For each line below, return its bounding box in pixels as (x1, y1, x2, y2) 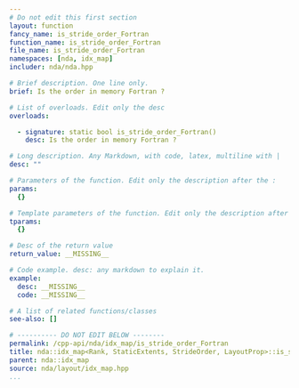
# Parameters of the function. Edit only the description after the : (9, 176, 277, 185)
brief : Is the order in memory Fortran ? (9, 86, 166, 96)
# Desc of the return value (9, 241, 114, 250)
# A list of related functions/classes (9, 306, 158, 316)
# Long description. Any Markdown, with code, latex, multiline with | (9, 152, 280, 161)
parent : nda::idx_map (9, 355, 90, 365)
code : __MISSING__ (17, 290, 86, 299)
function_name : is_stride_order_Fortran (9, 37, 162, 47)
